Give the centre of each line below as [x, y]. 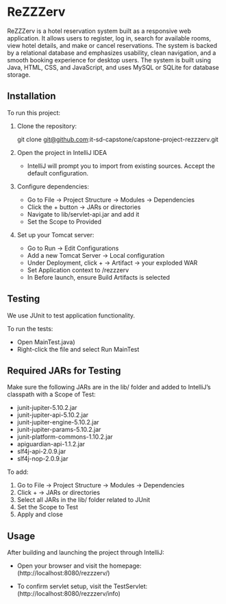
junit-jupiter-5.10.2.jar [47, 408]
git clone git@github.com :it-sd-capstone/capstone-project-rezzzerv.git [118, 139]
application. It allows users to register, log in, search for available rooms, [109, 38]
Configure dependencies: [53, 186]
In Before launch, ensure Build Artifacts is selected [98, 277]
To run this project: [34, 112]
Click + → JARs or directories [59, 493]
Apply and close [40, 514]
